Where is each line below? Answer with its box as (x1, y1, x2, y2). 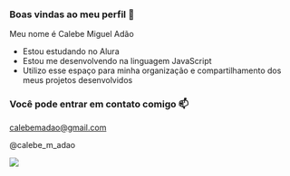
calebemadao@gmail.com (9, 122, 107, 133)
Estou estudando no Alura (22, 46, 120, 57)
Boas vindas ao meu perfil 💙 (9, 8, 135, 21)
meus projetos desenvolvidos (22, 75, 133, 86)
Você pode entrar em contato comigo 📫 (9, 98, 188, 111)
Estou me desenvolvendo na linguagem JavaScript (22, 56, 212, 67)
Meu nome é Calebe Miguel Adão (9, 29, 134, 40)
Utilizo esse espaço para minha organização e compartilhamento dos (22, 65, 282, 76)
